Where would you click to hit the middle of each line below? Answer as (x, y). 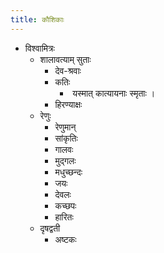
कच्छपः (65, 205)
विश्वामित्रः (39, 48)
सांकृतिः (66, 138)
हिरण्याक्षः (68, 104)
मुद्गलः (65, 160)
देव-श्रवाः (68, 70)
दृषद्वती (50, 228)
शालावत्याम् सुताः (65, 59)
